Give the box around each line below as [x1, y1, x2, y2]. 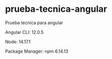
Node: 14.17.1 [5, 38, 31, 45]
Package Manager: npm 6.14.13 [5, 48, 68, 54]
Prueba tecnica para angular [5, 20, 63, 26]
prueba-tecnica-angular [5, 3, 108, 15]
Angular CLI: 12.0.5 [5, 29, 44, 35]
